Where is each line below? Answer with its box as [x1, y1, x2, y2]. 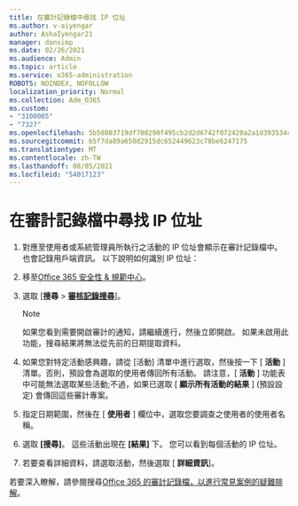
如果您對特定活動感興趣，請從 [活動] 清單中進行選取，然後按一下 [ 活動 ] [21, 357, 286, 368]
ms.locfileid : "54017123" [9, 170, 105, 178]
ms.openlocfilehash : [9, 129, 86, 138]
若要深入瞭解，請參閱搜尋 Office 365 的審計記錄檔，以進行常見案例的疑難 [9, 477, 276, 487]
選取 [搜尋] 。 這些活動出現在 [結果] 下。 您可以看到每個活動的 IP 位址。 [21, 439, 282, 449]
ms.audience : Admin [9, 54, 82, 63]
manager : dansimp [9, 37, 74, 47]
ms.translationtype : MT [9, 145, 98, 154]
